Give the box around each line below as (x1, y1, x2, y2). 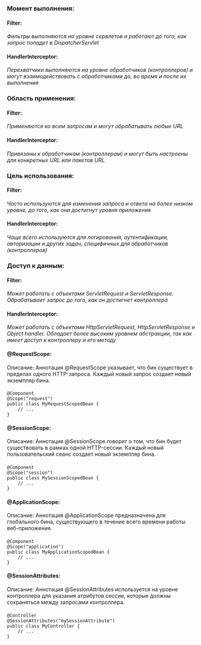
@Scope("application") (7, 543, 64, 549)
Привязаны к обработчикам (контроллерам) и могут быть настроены (7, 150, 188, 157)
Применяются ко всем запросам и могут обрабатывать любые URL (7, 123, 183, 130)
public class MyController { (7, 623, 80, 629)
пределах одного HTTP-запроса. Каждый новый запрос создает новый (7, 370, 192, 377)
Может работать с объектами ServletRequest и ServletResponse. (7, 290, 174, 297)
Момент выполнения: (7, 4, 75, 13)
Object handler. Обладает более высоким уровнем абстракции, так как (7, 330, 192, 337)
